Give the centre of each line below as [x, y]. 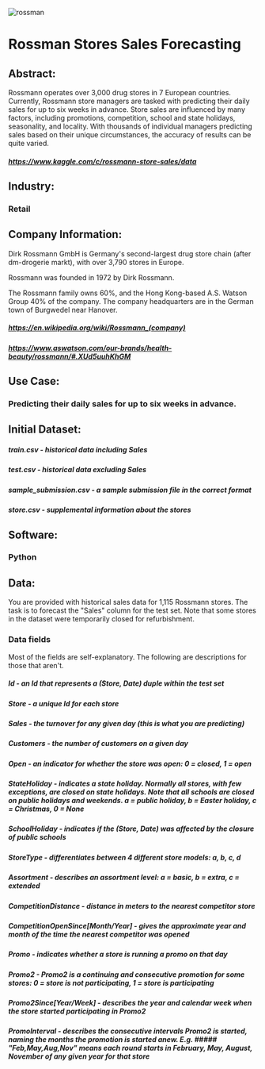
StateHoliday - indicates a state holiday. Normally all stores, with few [125, 783]
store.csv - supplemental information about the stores [100, 510]
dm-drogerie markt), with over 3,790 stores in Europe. [96, 262]
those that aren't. [36, 665]
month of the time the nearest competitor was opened [99, 934]
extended [25, 886]
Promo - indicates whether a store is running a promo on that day [118, 954]
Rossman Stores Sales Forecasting [125, 44]
